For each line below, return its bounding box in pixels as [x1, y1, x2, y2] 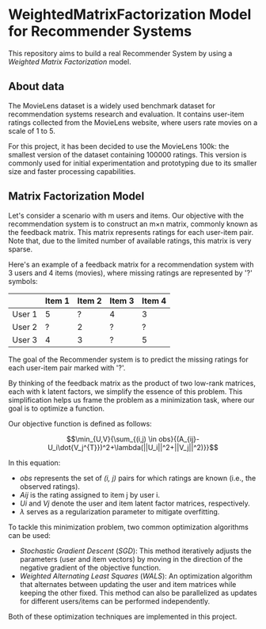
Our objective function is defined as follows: [8, 419, 152, 428]
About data [8, 80, 65, 93]
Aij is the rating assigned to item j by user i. [19, 490, 161, 499]
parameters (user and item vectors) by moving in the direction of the [19, 554, 243, 563]
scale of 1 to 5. [8, 126, 55, 135]
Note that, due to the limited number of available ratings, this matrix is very [8, 236, 252, 245]
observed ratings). [19, 481, 81, 491]
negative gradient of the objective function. [19, 563, 161, 572]
